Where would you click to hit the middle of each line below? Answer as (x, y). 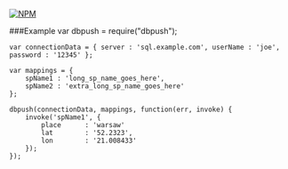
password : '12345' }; (51, 55)
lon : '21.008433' (89, 141)
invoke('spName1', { (63, 117)
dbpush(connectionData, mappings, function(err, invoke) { (121, 109)
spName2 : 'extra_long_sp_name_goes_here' (105, 86)
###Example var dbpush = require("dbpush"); (93, 31)
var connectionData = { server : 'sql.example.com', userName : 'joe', (144, 47)
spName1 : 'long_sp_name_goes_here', (95, 78)
